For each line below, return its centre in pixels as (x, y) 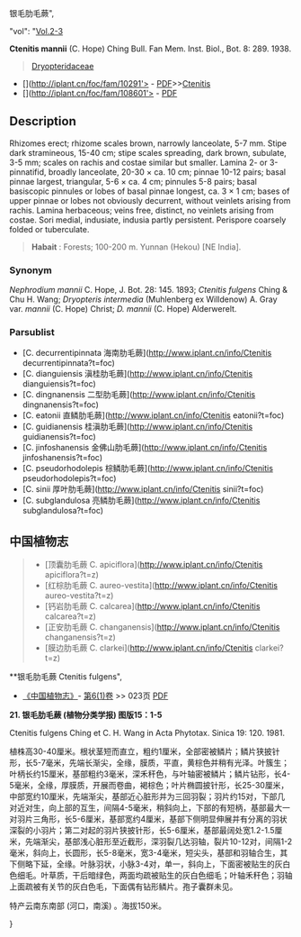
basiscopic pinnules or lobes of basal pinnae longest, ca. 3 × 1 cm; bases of (150, 191)
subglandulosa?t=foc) (63, 511)
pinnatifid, (28, 172)
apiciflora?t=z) (71, 575)
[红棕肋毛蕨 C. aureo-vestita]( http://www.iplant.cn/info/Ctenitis (161, 586)
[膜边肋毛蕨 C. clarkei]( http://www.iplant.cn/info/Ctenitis (149, 648)
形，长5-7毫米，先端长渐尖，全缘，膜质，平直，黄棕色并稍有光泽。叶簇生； (150, 763)
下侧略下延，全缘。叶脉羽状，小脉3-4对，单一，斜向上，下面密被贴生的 (142, 864)
